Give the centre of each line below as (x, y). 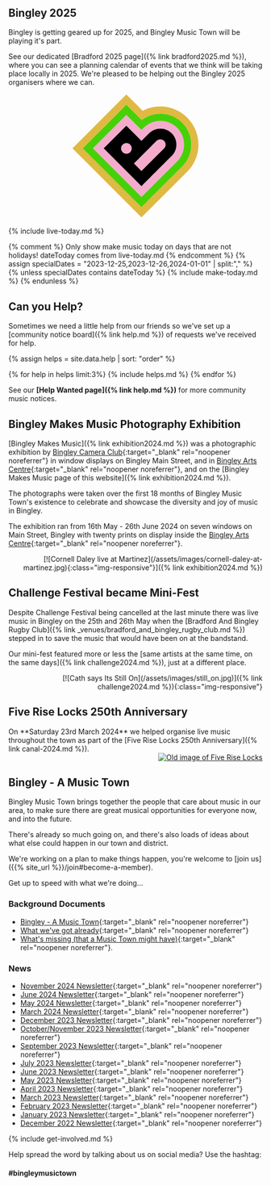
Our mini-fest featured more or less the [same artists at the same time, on (131, 654)
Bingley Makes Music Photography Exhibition (125, 424)
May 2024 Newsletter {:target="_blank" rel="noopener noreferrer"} (131, 1004)
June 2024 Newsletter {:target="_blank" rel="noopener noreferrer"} (132, 995)
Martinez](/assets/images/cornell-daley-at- (190, 559)
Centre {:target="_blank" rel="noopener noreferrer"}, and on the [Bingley (129, 469)
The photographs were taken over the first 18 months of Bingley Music (125, 493)
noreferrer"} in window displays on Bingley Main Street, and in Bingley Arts (133, 461)
